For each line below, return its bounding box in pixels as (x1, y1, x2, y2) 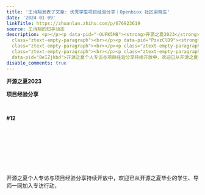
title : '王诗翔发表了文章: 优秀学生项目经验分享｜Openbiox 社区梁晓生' (6, 9, 170, 15)
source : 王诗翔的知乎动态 (6, 26, 65, 32)
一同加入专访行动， (11, 182, 60, 189)
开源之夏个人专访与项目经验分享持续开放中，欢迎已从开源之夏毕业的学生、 (6, 174, 193, 182)
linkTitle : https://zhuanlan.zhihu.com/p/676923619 (6, 20, 140, 26)
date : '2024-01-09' (6, 15, 56, 21)
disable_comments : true (6, 60, 67, 66)
